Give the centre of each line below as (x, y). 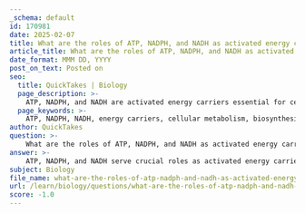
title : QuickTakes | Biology (73, 85)
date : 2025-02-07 (42, 34)
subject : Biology (42, 169)
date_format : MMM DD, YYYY (60, 60)
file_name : (30, 178)
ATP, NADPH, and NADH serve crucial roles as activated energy (148, 161)
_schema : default (42, 18)
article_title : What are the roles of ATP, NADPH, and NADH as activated (152, 52)
